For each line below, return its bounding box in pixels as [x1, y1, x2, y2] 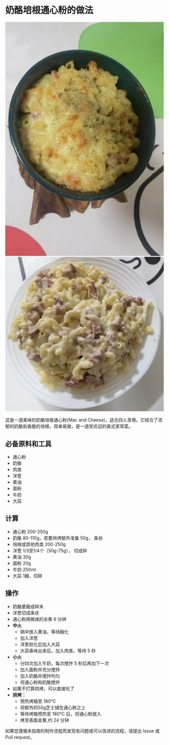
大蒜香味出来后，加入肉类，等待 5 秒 [20, 648, 96, 654]
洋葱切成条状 [12, 610, 39, 616]
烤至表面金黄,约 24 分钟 [20, 717, 69, 723]
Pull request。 [5, 734, 35, 740]
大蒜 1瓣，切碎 [12, 573, 43, 579]
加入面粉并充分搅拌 [20, 666, 60, 672]
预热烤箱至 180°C [20, 698, 56, 704]
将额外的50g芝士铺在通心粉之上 [20, 704, 86, 710]
